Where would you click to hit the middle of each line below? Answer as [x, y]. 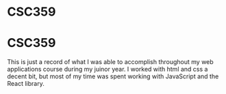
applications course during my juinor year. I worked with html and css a [108, 69]
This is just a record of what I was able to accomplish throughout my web [110, 62]
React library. [26, 84]
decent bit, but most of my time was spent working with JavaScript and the [113, 76]
